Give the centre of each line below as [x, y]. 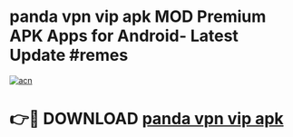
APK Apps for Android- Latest [124, 36]
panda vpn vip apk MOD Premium [138, 17]
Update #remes [69, 55]
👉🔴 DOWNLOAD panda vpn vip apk [146, 119]
